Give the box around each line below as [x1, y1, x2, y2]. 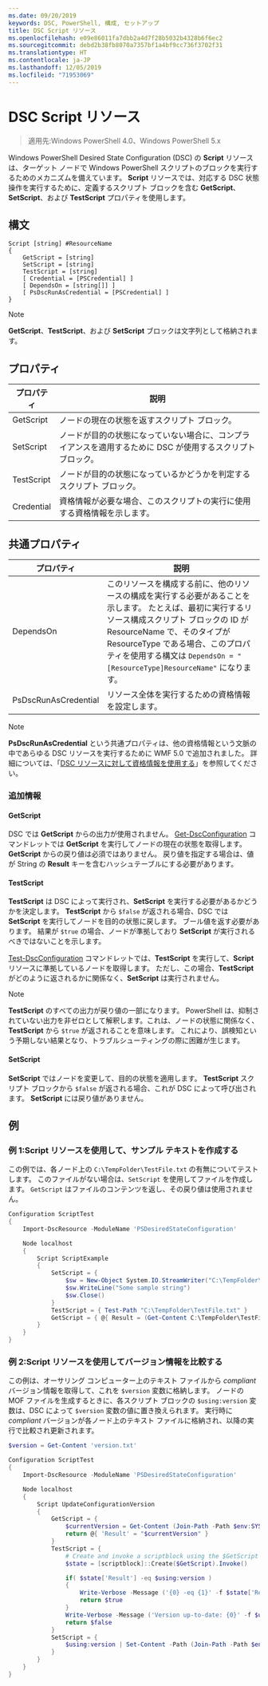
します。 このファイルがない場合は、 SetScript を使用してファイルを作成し [8, 1175, 254, 1184]
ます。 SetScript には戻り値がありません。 [8, 1093, 148, 1103]
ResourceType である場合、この [106, 638, 227, 649]
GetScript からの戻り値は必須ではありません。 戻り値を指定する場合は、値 [8, 849, 254, 859]
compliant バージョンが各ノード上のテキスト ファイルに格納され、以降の [8, 1416, 247, 1425]
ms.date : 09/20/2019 [8, 11, 77, 20]
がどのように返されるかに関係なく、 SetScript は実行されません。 [8, 973, 224, 983]
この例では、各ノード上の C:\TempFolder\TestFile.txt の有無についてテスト [8, 1164, 259, 1174]
